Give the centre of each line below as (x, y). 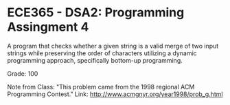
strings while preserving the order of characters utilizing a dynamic (102, 53)
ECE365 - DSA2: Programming (96, 13)
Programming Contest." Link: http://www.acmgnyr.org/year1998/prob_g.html (115, 94)
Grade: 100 (23, 74)
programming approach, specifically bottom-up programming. (95, 60)
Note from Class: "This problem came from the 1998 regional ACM (101, 87)
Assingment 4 (48, 27)
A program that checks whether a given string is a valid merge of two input (113, 46)
